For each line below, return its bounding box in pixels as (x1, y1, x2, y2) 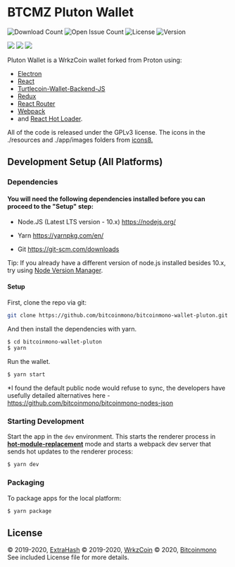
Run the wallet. (7, 358, 51, 366)
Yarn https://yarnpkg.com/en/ (17, 231, 104, 240)
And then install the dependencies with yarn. (7, 324, 137, 333)
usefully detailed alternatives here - (7, 391, 110, 400)
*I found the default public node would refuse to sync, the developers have (7, 384, 226, 392)
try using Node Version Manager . (7, 266, 103, 275)
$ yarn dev (7, 461, 39, 468)
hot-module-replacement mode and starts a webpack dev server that (7, 440, 211, 449)
